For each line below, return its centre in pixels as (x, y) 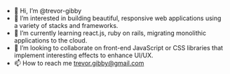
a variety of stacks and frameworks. (66, 25)
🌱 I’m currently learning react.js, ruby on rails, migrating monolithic (110, 33)
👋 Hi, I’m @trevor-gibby (48, 11)
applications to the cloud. (50, 40)
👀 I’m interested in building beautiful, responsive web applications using (117, 18)
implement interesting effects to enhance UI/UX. (83, 55)
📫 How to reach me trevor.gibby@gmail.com (79, 63)
